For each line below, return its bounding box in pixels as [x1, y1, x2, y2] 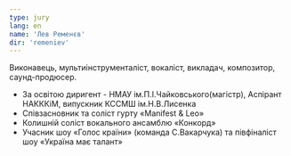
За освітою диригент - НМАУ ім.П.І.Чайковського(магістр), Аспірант [21, 89, 282, 100]
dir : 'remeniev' [9, 37, 69, 47]
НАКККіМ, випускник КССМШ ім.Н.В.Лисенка [21, 99, 197, 110]
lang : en [9, 21, 42, 30]
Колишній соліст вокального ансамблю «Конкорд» [21, 118, 216, 128]
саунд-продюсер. [9, 72, 77, 83]
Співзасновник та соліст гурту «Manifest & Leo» [21, 108, 205, 119]
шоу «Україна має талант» [21, 136, 123, 147]
